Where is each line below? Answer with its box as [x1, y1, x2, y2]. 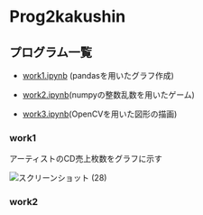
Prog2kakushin [9, 6, 126, 27]
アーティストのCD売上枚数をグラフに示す [9, 154, 162, 164]
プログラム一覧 [9, 44, 93, 60]
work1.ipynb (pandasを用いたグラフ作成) [22, 70, 174, 80]
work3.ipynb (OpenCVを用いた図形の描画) [22, 108, 178, 119]
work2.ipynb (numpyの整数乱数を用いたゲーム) [22, 89, 196, 100]
